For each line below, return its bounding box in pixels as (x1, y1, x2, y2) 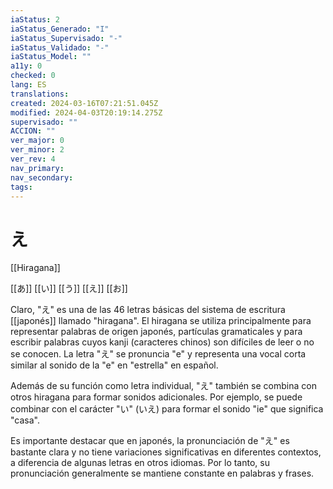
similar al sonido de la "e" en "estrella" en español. (10, 359, 219, 371)
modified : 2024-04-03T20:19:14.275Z (10, 107, 163, 118)
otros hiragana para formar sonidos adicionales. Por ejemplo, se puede (10, 391, 303, 403)
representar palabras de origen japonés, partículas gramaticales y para (10, 326, 303, 338)
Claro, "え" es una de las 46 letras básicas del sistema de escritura (10, 304, 286, 316)
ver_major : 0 (10, 136, 65, 146)
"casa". (10, 414, 40, 426)
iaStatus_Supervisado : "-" (10, 33, 123, 43)
